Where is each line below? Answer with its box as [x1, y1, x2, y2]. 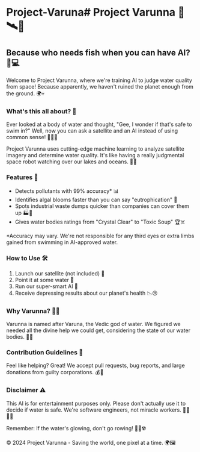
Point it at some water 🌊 [14, 276, 74, 283]
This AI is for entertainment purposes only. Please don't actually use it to [6, 400, 186, 407]
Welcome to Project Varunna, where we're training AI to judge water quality [6, 77, 192, 84]
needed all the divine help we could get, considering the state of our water [6, 327, 191, 334]
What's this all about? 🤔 [6, 107, 77, 115]
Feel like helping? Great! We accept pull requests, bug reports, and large [6, 362, 185, 369]
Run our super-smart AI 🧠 [14, 283, 78, 290]
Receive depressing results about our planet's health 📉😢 [14, 289, 158, 297]
